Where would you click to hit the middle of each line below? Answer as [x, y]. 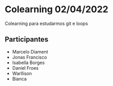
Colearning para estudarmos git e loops [46, 23]
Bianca [19, 79]
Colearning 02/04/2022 [56, 9]
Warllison [22, 73]
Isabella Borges [28, 63]
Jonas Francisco [30, 57]
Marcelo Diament [30, 51]
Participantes [27, 39]
